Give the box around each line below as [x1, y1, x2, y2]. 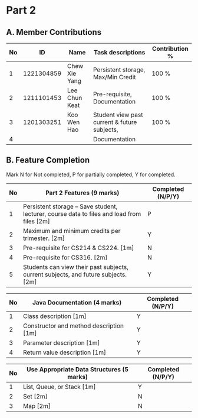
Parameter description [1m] [23, 338, 100, 346]
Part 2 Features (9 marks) [45, 189, 120, 197]
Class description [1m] [23, 312, 87, 320]
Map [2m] [23, 401, 51, 410]
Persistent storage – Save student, [23, 202, 118, 210]
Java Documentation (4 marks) [32, 298, 122, 306]
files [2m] [23, 217, 50, 225]
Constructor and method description [23, 322, 124, 330]
